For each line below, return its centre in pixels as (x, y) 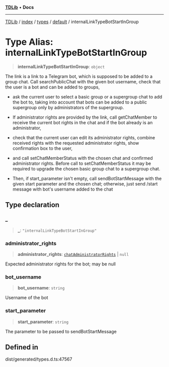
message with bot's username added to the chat (63, 189)
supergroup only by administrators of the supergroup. (68, 107)
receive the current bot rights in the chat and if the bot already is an (82, 122)
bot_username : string (41, 288)
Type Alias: (29, 42)
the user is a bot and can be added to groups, (53, 87)
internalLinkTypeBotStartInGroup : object (61, 66)
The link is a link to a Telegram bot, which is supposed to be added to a (79, 76)
